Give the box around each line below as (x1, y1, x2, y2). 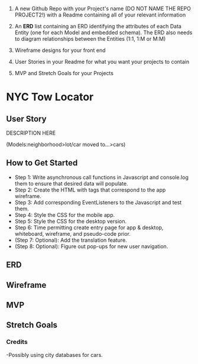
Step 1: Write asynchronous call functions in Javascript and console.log (14, 174, 189, 181)
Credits (6, 338, 28, 346)
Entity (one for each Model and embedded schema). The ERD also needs (14, 29, 193, 36)
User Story (6, 113, 47, 123)
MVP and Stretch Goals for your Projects (14, 70, 114, 76)
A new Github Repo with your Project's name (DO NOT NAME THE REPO (14, 5, 191, 12)
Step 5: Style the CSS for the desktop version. (14, 217, 127, 225)
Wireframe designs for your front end (14, 47, 106, 54)
